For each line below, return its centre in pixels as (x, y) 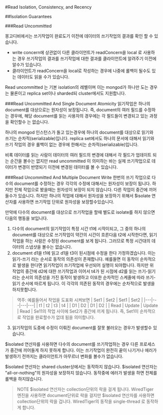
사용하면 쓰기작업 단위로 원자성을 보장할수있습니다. (66, 202)
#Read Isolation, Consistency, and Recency (48, 7)
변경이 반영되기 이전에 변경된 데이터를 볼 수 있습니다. (68, 167)
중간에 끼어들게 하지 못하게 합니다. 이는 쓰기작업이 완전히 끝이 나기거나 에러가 (83, 350)
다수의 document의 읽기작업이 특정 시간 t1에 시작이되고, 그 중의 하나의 (79, 228)
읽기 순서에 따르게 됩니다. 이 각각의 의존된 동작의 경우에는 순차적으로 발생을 (83, 283)
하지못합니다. (25, 289)
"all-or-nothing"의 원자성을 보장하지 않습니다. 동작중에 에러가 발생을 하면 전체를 (81, 373)
